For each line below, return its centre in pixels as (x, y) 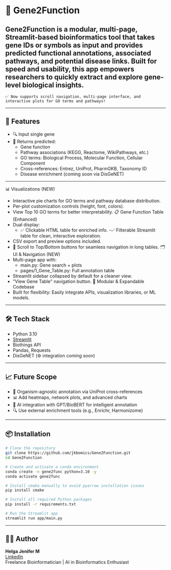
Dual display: (26, 224)
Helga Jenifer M (22, 551)
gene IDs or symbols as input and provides (74, 45)
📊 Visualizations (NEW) (30, 189)
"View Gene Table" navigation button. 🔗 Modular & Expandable (78, 281)
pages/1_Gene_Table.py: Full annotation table (67, 270)
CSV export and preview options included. (57, 241)
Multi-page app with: (35, 260)
